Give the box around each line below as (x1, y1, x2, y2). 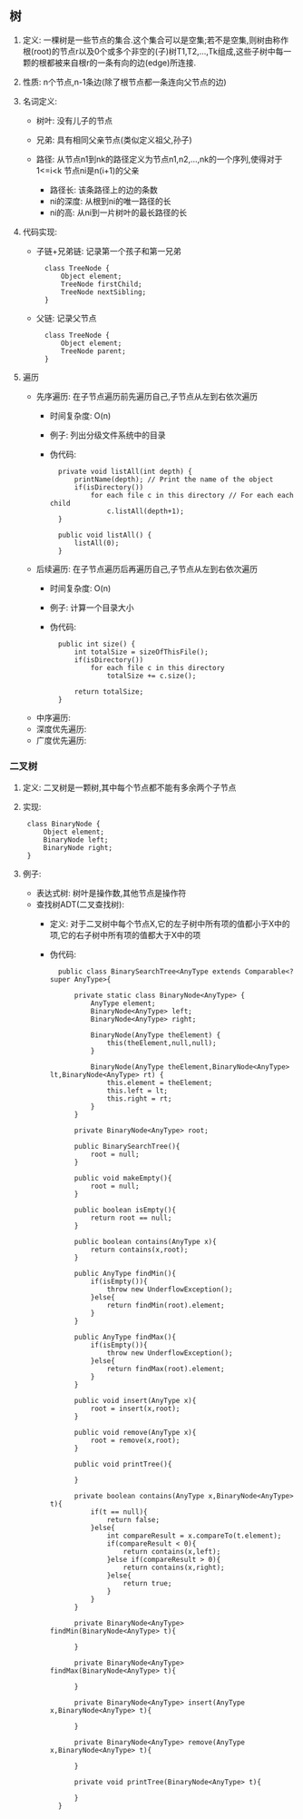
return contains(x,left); (122, 1547, 221, 1557)
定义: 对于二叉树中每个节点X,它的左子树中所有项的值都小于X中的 (49, 918, 290, 929)
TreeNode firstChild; (60, 280, 142, 289)
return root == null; (90, 1213, 172, 1223)
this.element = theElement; (106, 1079, 213, 1088)
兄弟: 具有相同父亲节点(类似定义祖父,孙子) (35, 134, 192, 145)
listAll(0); (73, 539, 120, 548)
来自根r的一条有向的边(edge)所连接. (62, 57, 197, 68)
